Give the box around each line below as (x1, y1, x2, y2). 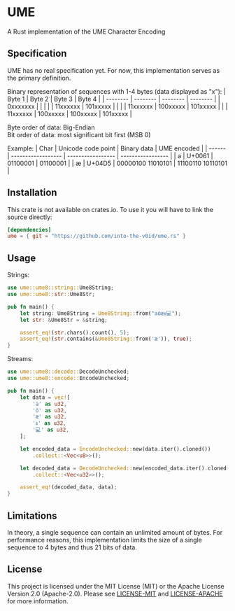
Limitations (7, 510, 57, 521)
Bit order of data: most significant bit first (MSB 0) (7, 130, 151, 139)
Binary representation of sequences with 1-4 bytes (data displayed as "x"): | (7, 87, 226, 95)
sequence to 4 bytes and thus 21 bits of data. (7, 543, 138, 552)
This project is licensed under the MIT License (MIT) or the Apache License (7, 582, 225, 590)
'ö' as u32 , (32, 407, 68, 414)
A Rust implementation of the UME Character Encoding (7, 27, 166, 36)
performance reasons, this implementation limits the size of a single (7, 535, 203, 544)
